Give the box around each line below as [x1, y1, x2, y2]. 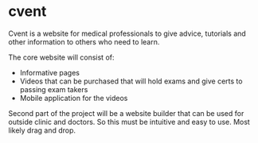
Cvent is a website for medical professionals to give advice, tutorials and [8, 29, 247, 38]
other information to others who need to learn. [8, 37, 160, 46]
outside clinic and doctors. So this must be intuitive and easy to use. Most [8, 117, 251, 126]
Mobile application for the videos [19, 93, 128, 102]
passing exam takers [19, 84, 88, 94]
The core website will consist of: [8, 52, 115, 62]
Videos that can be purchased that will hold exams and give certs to [19, 76, 243, 86]
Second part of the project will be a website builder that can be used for [8, 108, 244, 118]
